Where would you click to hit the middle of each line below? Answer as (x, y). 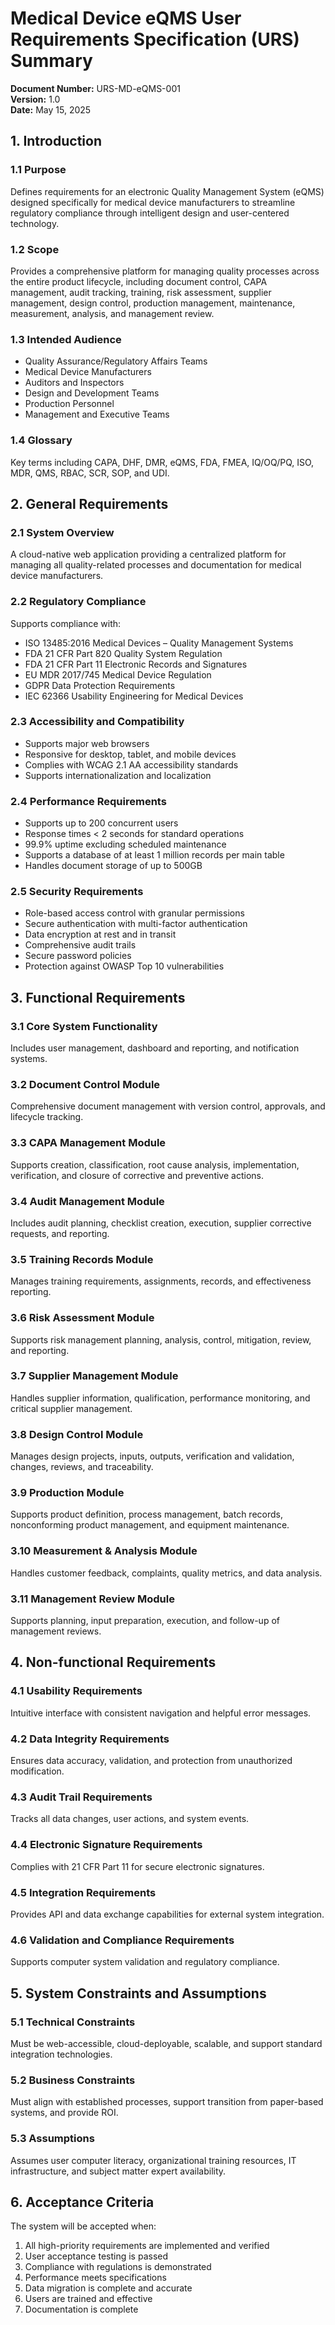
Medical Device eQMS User (126, 18)
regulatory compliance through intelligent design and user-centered (150, 213)
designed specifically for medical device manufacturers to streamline (153, 202)
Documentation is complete (81, 2309)
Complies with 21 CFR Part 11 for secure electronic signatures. (137, 1866)
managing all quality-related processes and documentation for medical (156, 565)
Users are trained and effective (88, 2299)
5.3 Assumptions (52, 2139)
